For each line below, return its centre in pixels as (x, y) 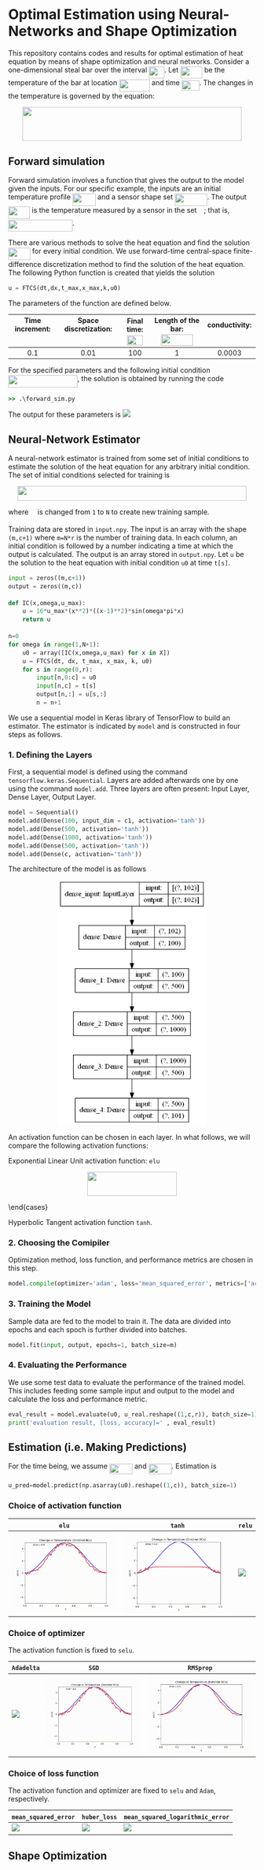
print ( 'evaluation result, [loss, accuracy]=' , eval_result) (112, 1423)
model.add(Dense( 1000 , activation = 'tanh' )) (81, 837)
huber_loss (99, 1817)
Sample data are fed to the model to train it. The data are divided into (120, 1321)
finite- (243, 251)
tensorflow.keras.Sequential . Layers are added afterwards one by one (123, 781)
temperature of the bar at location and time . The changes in (131, 83)
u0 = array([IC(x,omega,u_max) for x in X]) (96, 653)
